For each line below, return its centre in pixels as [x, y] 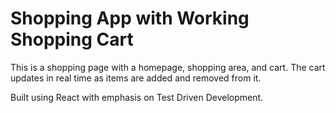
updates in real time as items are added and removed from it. [136, 78]
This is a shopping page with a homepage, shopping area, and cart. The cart [168, 67]
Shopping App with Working [130, 18]
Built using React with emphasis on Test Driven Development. [137, 97]
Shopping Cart [72, 39]
